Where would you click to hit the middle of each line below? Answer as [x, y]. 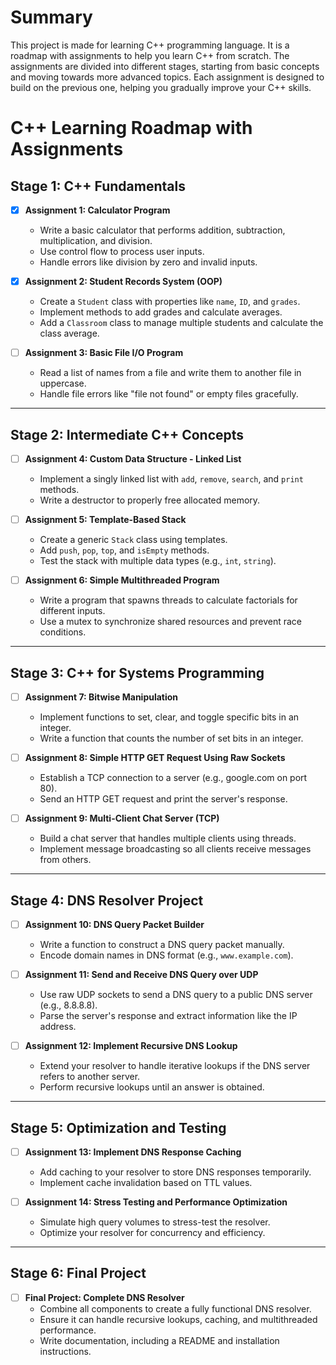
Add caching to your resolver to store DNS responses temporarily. [175, 1172]
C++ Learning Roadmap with [131, 128]
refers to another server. [90, 1077]
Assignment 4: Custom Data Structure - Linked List [133, 458]
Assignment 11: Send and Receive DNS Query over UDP [141, 974]
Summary [51, 17]
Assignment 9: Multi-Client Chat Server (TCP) [122, 818]
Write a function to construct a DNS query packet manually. [162, 944]
